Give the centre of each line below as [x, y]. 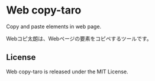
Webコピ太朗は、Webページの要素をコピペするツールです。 [79, 38]
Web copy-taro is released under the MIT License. [67, 72]
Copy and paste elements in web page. [54, 26]
